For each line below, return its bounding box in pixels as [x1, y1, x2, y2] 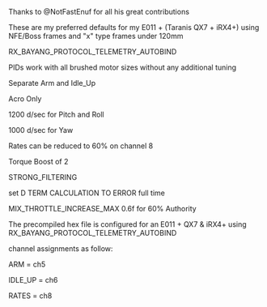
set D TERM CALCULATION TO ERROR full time [8, 188, 166, 198]
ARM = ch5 [8, 259, 46, 269]
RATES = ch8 [8, 291, 53, 301]
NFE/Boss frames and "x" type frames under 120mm [8, 32, 184, 41]
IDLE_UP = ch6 [8, 275, 58, 284]
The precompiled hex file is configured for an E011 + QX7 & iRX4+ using [8, 220, 247, 229]
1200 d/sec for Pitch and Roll [8, 109, 104, 119]
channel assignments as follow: [8, 244, 113, 254]
